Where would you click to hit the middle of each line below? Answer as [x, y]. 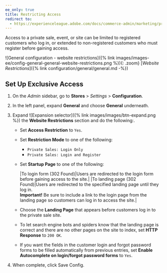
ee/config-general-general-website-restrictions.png [59, 63]
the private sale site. [41, 215]
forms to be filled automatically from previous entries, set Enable [86, 250]
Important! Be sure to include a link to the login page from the [83, 195]
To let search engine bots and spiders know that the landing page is [89, 225]
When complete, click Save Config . [48, 265]
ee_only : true [20, 10]
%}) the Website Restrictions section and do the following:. [74, 121]
